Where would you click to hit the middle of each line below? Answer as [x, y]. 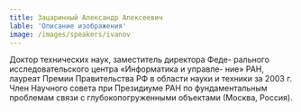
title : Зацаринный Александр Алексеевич [87, 17]
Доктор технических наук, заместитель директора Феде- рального [140, 60]
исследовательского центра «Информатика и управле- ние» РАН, [137, 69]
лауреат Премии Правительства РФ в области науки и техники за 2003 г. [151, 79]
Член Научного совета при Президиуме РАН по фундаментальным [138, 88]
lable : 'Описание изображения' [68, 26]
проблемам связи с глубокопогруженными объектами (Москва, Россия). [151, 98]
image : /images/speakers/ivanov [70, 34]
